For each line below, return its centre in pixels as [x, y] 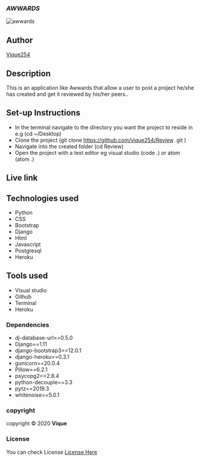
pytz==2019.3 [32, 389]
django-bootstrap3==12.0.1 [48, 350]
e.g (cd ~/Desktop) [38, 133]
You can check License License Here [52, 452]
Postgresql [28, 251]
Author [19, 40]
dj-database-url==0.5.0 [44, 338]
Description [28, 73]
